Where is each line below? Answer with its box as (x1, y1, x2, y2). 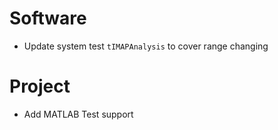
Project (9, 75, 71, 98)
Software (9, 7, 87, 30)
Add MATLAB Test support (23, 108, 134, 120)
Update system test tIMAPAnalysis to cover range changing (23, 40, 269, 52)
